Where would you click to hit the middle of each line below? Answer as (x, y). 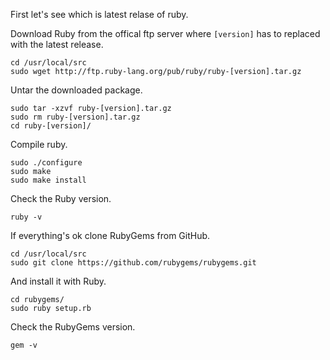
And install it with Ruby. (58, 281)
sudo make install (48, 180)
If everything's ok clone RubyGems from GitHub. (110, 235)
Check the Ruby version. (61, 198)
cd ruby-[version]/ (51, 126)
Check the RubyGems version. (73, 327)
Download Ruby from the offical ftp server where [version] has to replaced (165, 33)
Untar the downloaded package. (76, 90)
